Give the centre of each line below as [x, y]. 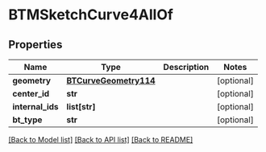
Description [186, 67]
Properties [35, 45]
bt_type [27, 120]
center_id [31, 94]
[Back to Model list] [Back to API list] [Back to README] [101, 140]
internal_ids [35, 107]
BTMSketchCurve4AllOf [91, 15]
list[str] [81, 107]
